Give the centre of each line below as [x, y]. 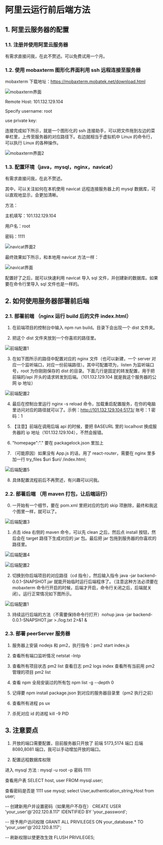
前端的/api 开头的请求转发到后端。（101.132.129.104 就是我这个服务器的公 [84, 377]
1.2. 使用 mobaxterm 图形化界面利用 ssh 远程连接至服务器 [73, 70]
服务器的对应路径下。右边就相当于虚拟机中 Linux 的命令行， [95, 137]
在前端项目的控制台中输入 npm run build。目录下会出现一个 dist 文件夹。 [85, 328]
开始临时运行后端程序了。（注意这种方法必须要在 [110, 582]
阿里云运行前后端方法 [48, 10]
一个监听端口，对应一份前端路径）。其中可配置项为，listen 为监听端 [83, 365]
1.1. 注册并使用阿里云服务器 [36, 44]
